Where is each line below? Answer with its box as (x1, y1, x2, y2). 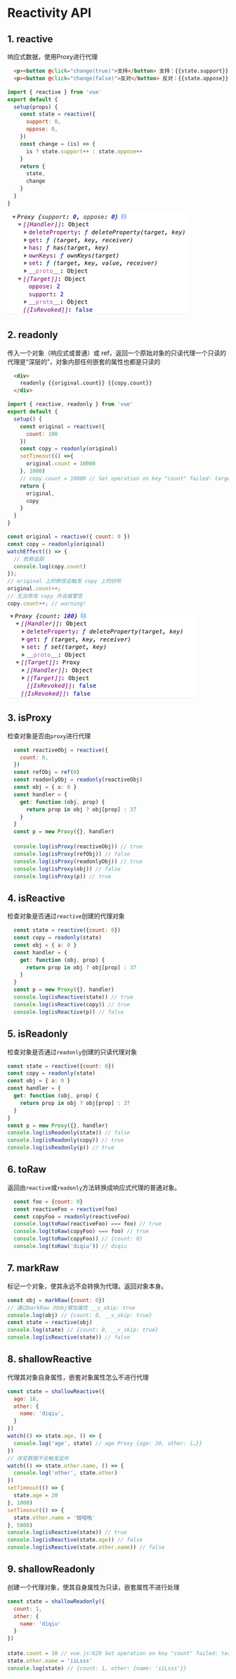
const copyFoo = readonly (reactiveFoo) (13, 1213, 131, 1220)
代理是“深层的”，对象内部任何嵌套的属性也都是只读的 (7, 357, 161, 366)
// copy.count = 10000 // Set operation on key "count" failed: (20, 475, 212, 482)
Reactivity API (7, 5, 92, 21)
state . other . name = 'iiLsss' (7, 1657, 93, 1664)
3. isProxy (7, 712, 52, 724)
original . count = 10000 (25, 460, 96, 468)
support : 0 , (25, 118, 61, 125)
